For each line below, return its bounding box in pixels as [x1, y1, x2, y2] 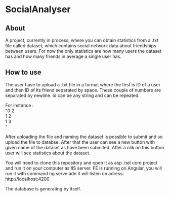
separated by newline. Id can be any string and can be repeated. [5, 92, 140, 98]
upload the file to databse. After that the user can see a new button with [5, 139, 155, 145]
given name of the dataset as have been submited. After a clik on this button [5, 144, 164, 150]
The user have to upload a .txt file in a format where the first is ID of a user [5, 81, 161, 87]
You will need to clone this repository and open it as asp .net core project [5, 159, 158, 166]
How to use [5, 68, 41, 77]
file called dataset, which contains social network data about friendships [5, 43, 156, 49]
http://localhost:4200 [5, 176, 50, 182]
